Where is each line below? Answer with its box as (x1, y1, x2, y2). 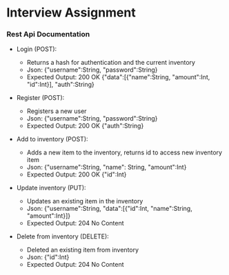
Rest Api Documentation (6, 30, 90, 39)
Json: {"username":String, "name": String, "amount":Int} (26, 163, 187, 172)
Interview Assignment (6, 5, 136, 21)
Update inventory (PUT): (16, 184, 87, 192)
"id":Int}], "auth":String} (26, 81, 94, 89)
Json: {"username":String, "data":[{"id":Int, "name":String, (26, 205, 192, 213)
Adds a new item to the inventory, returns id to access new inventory (26, 148, 222, 156)
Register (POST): (16, 94, 65, 102)
